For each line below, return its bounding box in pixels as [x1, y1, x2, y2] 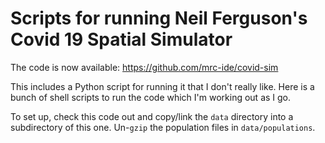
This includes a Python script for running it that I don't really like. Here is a [10, 80, 315, 92]
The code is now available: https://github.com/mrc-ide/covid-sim [10, 61, 279, 73]
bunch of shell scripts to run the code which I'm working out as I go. [10, 91, 292, 103]
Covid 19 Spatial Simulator [10, 28, 233, 51]
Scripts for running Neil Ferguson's [10, 7, 308, 30]
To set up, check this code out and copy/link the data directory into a [10, 110, 294, 122]
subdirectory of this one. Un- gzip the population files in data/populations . [10, 121, 316, 133]
